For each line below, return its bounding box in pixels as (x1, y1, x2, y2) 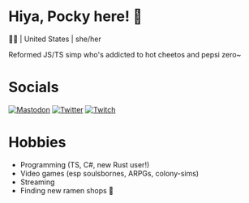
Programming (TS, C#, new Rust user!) (19, 159, 150, 169)
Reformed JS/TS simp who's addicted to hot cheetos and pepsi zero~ (8, 49, 242, 59)
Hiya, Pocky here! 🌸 (8, 7, 143, 26)
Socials (8, 78, 59, 96)
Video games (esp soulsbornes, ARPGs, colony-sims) (19, 168, 200, 178)
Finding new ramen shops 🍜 (19, 185, 114, 195)
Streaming (19, 177, 55, 187)
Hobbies (8, 133, 67, 152)
